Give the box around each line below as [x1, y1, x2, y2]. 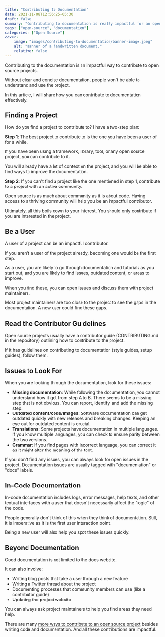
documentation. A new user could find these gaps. [5, 305, 108, 311]
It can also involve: [5, 566, 43, 572]
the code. [5, 505, 25, 511]
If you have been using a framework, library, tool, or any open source [5, 149, 145, 154]
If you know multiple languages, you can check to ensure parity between [12, 431, 160, 437]
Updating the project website [12, 597, 71, 602]
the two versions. [12, 436, 48, 442]
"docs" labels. [5, 467, 33, 473]
